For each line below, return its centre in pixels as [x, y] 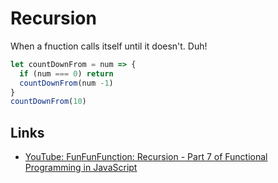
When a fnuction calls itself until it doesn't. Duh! [109, 46]
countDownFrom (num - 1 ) [66, 83]
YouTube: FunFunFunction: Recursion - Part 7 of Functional [146, 157]
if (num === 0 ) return [66, 73]
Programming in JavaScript [81, 168]
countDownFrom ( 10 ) [48, 102]
